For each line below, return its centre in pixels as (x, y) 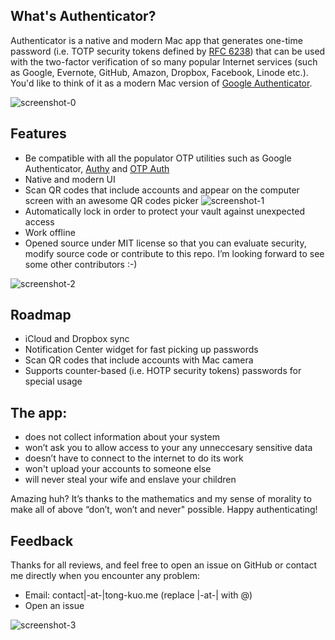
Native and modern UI (70, 179)
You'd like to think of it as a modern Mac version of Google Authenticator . (161, 83)
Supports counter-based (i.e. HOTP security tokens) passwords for (163, 371)
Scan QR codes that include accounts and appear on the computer (162, 190)
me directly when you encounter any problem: (105, 576)
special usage (53, 381)
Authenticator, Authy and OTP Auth (97, 168)
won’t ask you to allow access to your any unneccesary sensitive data (168, 448)
